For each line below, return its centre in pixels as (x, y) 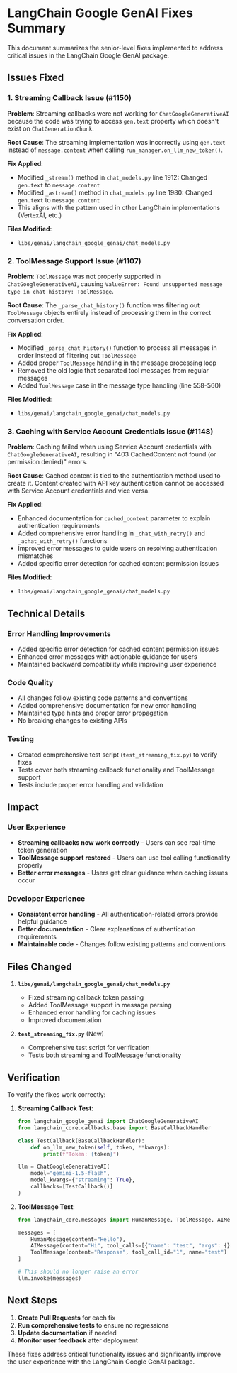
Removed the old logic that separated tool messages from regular (113, 370)
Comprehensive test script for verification (89, 1048)
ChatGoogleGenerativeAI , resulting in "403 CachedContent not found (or (112, 454)
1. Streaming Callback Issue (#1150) (70, 98)
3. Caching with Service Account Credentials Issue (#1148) (110, 431)
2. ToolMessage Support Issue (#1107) (74, 261)
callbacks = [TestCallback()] (72, 1187)
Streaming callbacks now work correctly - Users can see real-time (116, 843)
